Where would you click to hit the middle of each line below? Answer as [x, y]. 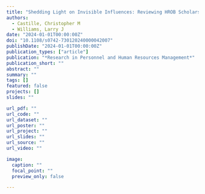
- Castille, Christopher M [46, 23]
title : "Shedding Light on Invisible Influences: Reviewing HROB [91, 12]
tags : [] [17, 80]
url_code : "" [23, 114]
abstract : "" [23, 69]
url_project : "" [27, 131]
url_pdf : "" [21, 108]
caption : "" [27, 165]
